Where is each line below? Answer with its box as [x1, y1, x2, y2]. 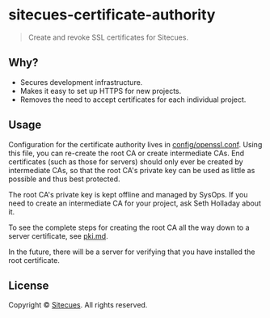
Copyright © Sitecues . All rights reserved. [8, 300, 148, 310]
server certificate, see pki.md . [8, 231, 108, 240]
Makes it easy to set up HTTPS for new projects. [19, 86, 182, 95]
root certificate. [8, 255, 61, 265]
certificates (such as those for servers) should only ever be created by [8, 156, 244, 167]
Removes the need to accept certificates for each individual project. [19, 95, 247, 104]
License [8, 278, 49, 292]
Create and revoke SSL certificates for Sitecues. [27, 32, 188, 42]
